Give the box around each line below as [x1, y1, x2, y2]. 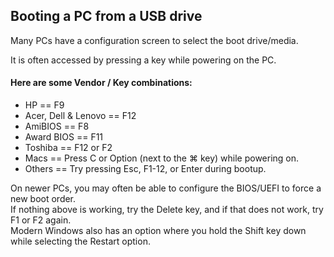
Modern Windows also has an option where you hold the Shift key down [10, 225, 307, 237]
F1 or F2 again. [10, 214, 72, 226]
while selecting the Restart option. [10, 235, 151, 248]
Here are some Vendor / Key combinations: [10, 77, 193, 89]
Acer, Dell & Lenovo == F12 [24, 110, 137, 122]
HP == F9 [24, 99, 65, 111]
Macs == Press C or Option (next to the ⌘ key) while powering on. [24, 152, 300, 164]
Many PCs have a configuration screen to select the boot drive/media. [10, 34, 299, 46]
